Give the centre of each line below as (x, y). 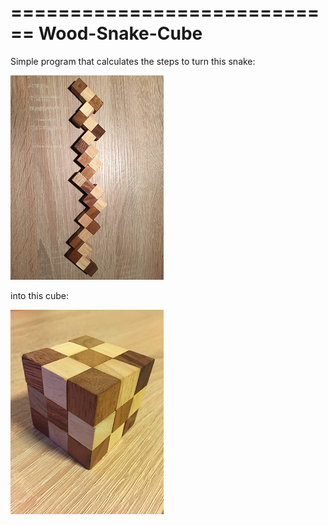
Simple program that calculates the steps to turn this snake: (133, 61)
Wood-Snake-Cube (120, 33)
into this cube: (40, 295)
